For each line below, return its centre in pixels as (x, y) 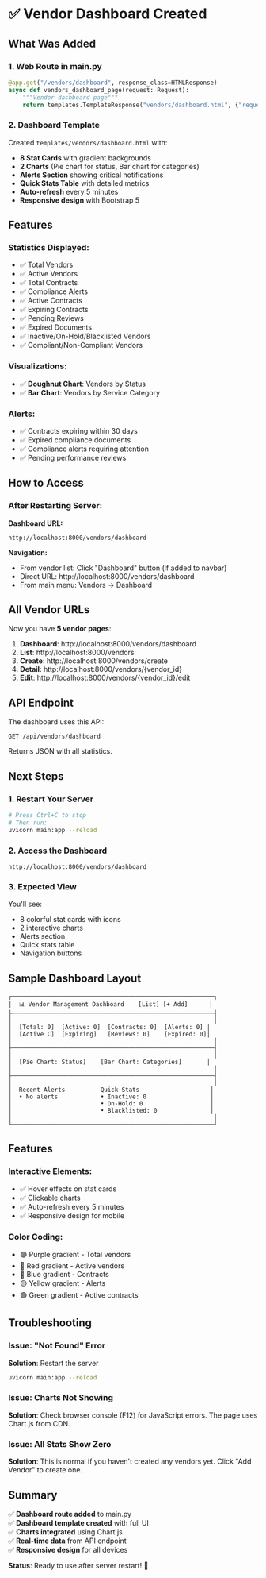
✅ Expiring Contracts (54, 310)
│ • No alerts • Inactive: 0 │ (111, 1097)
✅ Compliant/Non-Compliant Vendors (81, 345)
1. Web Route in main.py (55, 66)
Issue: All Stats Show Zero (60, 1444)
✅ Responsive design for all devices (68, 1549)
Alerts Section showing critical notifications (91, 175)
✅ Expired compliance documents (75, 440)
